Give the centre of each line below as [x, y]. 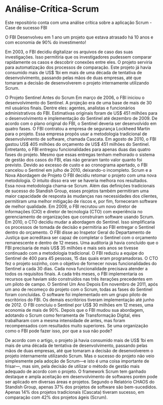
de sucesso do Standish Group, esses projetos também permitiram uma [77, 191]
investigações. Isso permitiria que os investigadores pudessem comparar [78, 57]
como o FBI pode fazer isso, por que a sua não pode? [59, 331]
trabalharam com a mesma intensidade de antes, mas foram [65, 320]
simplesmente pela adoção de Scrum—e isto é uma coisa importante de [77, 361]
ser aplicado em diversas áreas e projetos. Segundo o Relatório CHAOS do [80, 382]
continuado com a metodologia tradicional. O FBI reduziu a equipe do [75, 253]
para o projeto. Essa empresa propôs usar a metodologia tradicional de [76, 134]
